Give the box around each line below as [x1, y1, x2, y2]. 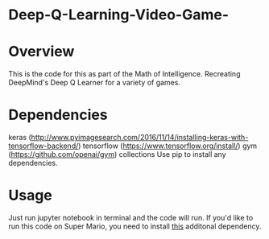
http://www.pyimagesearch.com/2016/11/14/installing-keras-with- [31, 133, 249, 142]
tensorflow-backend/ [8, 141, 79, 150]
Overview [8, 43, 75, 61]
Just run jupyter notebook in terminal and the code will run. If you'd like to [8, 213, 254, 222]
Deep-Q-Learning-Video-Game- [8, 6, 230, 24]
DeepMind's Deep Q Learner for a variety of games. [8, 78, 181, 88]
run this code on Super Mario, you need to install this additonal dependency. [8, 221, 262, 231]
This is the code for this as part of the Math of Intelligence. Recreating [8, 69, 241, 79]
